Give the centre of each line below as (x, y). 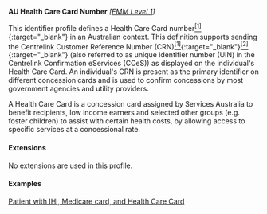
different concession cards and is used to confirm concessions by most (126, 80)
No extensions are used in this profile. (71, 165)
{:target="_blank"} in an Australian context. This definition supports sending (133, 37)
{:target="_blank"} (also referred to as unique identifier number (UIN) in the (132, 55)
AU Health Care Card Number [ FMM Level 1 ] (82, 12)
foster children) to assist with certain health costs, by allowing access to (127, 121)
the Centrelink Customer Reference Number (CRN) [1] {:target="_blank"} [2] (128, 45)
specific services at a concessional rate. (75, 130)
